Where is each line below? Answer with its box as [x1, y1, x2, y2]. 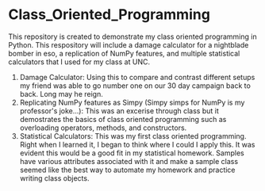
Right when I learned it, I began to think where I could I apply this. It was [19, 139, 255, 149]
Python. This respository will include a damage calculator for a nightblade [8, 40, 249, 49]
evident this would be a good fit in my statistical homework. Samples [19, 148, 244, 158]
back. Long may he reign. [19, 89, 103, 98]
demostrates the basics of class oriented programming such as [19, 114, 227, 124]
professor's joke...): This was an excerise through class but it [19, 105, 220, 116]
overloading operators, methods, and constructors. [19, 123, 187, 132]
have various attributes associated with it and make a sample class [19, 156, 239, 166]
